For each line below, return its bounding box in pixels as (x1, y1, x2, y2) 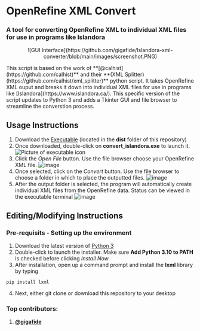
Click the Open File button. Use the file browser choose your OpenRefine (14, 155, 195, 162)
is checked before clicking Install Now (14, 254, 109, 262)
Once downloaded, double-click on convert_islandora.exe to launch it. (14, 142, 190, 150)
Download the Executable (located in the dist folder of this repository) (14, 136, 187, 143)
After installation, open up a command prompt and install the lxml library (14, 261, 193, 268)
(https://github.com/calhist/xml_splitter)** (6, 77, 109, 84)
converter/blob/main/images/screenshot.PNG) (43, 53, 158, 60)
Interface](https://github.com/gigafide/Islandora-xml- (41, 47, 173, 54)
